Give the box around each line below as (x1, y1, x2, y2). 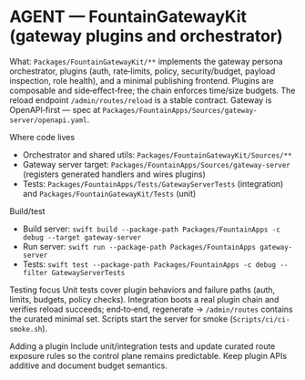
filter (22, 268, 48, 277)
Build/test (9, 205, 46, 216)
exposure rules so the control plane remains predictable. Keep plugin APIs (9, 350, 288, 361)
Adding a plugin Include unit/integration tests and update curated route (9, 340, 276, 352)
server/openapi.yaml (9, 116, 88, 125)
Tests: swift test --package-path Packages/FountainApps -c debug (22, 258, 277, 270)
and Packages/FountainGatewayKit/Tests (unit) (22, 188, 197, 199)
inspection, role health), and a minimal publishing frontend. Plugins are (9, 75, 275, 86)
